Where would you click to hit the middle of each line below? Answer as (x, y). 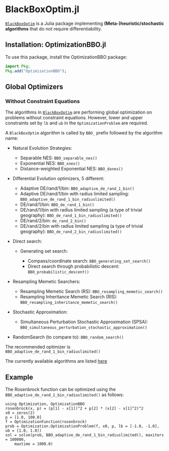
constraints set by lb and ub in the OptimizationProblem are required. (77, 123)
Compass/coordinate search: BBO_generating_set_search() (89, 261)
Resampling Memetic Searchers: (46, 282)
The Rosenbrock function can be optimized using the (60, 389)
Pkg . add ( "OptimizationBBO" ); (36, 71)
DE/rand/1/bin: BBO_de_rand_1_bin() (57, 204)
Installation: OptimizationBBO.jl (56, 45)
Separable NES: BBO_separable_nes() (59, 158)
